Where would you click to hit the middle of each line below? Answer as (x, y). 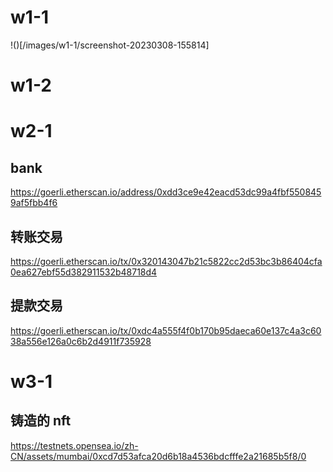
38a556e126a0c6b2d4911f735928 (81, 341)
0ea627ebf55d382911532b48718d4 (84, 272)
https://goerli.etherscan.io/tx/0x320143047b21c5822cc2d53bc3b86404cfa (166, 261)
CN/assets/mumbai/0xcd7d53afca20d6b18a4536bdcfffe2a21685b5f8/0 (158, 456)
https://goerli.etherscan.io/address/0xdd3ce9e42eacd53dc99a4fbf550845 (166, 192)
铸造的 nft (41, 421)
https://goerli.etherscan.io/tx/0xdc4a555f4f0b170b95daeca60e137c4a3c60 (166, 330)
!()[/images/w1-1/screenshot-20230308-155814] (110, 45)
